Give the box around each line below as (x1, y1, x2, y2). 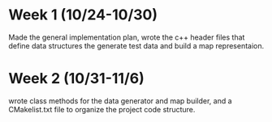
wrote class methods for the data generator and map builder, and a (8, 95, 233, 106)
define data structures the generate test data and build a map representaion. (8, 40, 265, 50)
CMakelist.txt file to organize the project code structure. (8, 104, 196, 114)
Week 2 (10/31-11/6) (8, 69, 145, 88)
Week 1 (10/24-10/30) (8, 6, 158, 24)
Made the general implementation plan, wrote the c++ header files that (8, 32, 245, 42)
